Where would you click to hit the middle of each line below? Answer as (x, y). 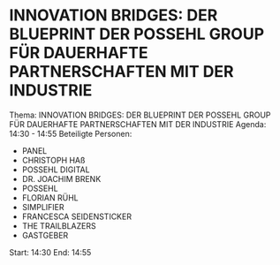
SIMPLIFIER (43, 207)
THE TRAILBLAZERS (59, 225)
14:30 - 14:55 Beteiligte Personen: (71, 133)
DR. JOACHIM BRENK (61, 178)
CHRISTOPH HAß (53, 160)
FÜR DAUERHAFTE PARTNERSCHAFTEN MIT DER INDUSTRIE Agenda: (138, 124)
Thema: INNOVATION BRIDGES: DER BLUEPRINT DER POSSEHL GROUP (140, 115)
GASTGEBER (45, 235)
